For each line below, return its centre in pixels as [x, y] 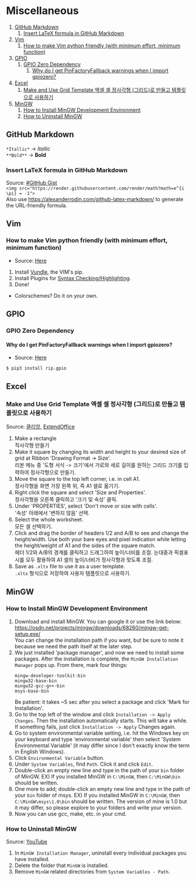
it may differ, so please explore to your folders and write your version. [98, 807]
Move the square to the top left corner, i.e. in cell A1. [77, 479]
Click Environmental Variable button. [59, 758]
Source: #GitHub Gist [32, 183]
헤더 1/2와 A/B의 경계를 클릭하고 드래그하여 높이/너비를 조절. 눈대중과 [94, 552]
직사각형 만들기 [32, 445]
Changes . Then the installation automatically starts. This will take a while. [101, 720]
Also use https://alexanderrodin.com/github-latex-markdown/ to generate [95, 199]
